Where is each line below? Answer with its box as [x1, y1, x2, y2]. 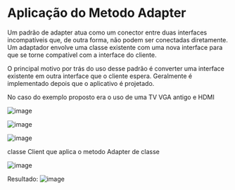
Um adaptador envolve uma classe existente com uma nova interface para [7, 43, 223, 51]
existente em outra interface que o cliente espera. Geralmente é [7, 72, 193, 80]
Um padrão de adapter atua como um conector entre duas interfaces [7, 28, 208, 37]
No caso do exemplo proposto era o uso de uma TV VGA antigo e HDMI [7, 93, 215, 101]
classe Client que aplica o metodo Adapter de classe [7, 147, 160, 156]
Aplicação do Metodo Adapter [7, 5, 186, 21]
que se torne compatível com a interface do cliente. [7, 51, 157, 59]
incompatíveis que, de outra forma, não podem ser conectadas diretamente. [7, 35, 229, 44]
